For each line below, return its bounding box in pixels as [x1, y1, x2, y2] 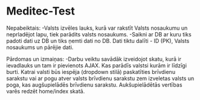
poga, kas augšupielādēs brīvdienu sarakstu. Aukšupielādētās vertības [6, 81, 182, 88]
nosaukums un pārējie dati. [6, 44, 74, 51]
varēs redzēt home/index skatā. [6, 87, 85, 95]
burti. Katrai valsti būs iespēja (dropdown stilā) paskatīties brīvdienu [6, 68, 176, 75]
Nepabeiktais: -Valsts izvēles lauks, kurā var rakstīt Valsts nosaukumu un [6, 24, 188, 32]
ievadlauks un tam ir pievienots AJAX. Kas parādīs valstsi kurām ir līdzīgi [6, 62, 187, 69]
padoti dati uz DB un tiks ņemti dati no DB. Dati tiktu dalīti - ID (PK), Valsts [6, 37, 190, 44]
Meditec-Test [6, 4, 76, 18]
